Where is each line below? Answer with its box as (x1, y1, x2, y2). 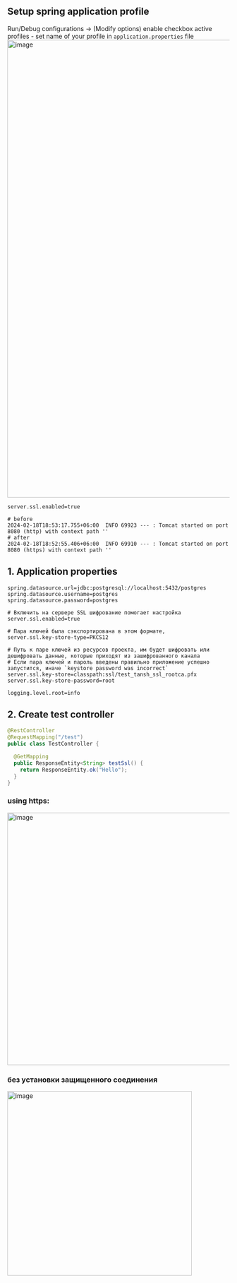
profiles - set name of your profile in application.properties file (7, 32, 194, 40)
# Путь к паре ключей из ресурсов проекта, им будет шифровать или (7, 646, 210, 653)
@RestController (7, 727, 55, 734)
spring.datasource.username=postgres (7, 590, 119, 597)
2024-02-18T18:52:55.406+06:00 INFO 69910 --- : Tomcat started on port (7, 540, 229, 547)
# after (7, 534, 30, 541)
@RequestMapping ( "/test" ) (7, 734, 83, 741)
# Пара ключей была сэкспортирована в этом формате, (7, 628, 166, 635)
